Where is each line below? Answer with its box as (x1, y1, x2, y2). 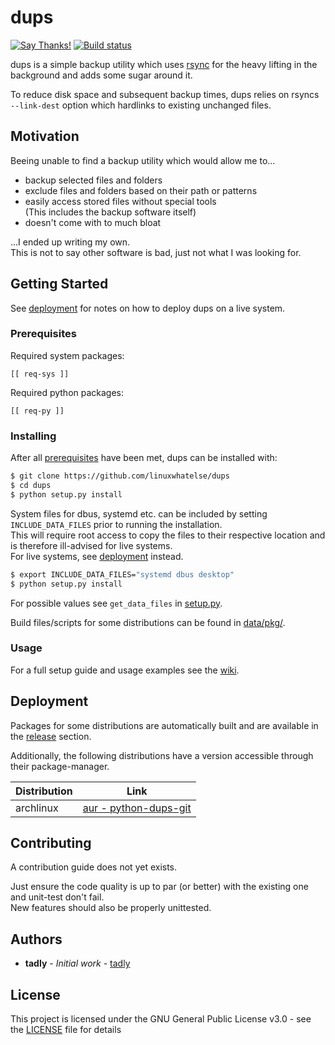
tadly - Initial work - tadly (24, 957, 131, 970)
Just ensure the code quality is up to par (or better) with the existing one (10, 881, 309, 893)
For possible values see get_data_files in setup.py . (10, 597, 223, 609)
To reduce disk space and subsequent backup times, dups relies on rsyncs (10, 88, 320, 100)
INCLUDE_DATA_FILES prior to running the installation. (10, 518, 223, 530)
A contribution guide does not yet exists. (10, 861, 178, 873)
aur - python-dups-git (82, 801, 192, 815)
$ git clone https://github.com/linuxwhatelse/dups (10, 471, 230, 481)
